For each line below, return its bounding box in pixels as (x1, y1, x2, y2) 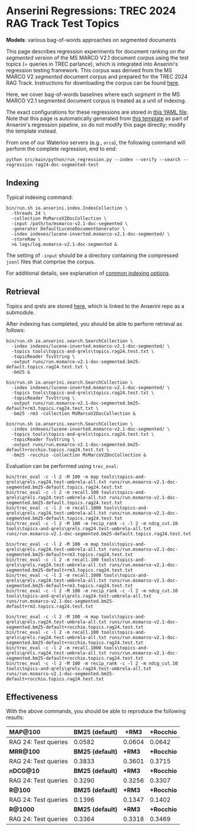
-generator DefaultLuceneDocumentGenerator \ (11, 226, 126, 232)
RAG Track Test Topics (6, 17, 120, 30)
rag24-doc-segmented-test (35, 162, 99, 168)
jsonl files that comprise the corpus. (6, 258, 96, 265)
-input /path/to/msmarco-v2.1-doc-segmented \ (11, 220, 128, 226)
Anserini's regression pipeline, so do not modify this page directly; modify (6, 121, 186, 128)
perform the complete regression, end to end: (6, 145, 117, 152)
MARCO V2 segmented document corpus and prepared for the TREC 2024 (6, 73, 188, 80)
